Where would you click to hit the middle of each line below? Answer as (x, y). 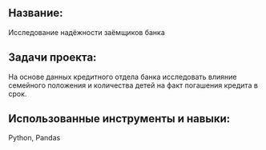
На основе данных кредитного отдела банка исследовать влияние (123, 77)
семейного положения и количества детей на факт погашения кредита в (133, 85)
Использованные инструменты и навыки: (119, 119)
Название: (36, 13)
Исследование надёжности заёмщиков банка (87, 32)
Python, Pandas (34, 138)
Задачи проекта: (52, 58)
